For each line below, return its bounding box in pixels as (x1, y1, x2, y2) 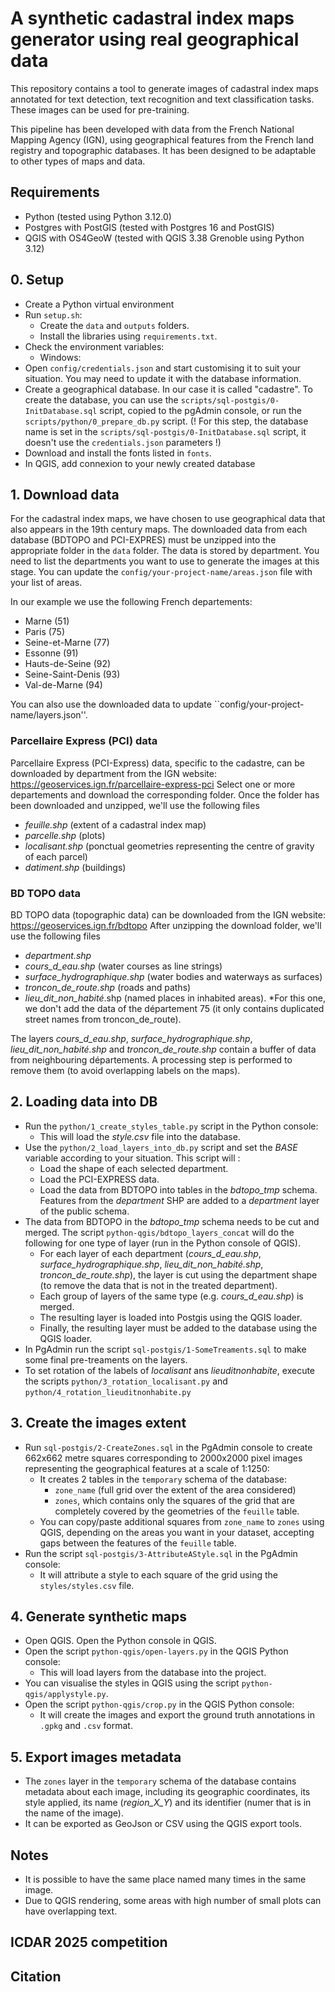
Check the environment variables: (24, 340, 165, 352)
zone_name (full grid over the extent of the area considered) (54, 1483, 297, 1496)
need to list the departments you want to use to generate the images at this (10, 555, 320, 567)
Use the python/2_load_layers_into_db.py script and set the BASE (24, 1141, 298, 1153)
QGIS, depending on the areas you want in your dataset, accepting (39, 1526, 315, 1538)
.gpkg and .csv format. (39, 1720, 133, 1732)
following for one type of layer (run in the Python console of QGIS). (24, 1237, 301, 1249)
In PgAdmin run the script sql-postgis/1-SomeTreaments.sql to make (24, 1343, 307, 1355)
